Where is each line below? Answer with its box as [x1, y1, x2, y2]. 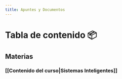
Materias [5, 52, 34, 61]
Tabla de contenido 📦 [5, 29, 97, 40]
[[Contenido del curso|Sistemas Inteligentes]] [5, 67, 118, 74]
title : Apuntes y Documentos [5, 7, 65, 12]
